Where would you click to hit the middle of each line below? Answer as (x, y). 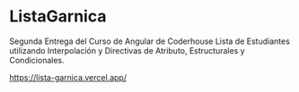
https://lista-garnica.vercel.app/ (68, 77)
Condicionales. (37, 60)
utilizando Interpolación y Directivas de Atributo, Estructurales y (127, 50)
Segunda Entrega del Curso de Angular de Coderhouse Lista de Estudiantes (149, 41)
